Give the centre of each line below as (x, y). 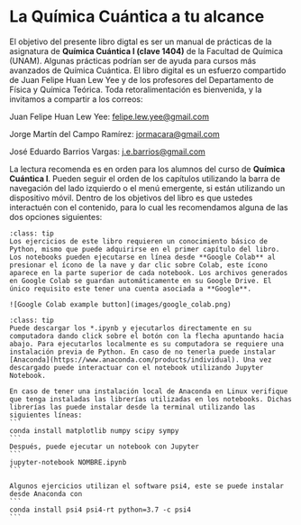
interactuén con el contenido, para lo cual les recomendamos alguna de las (149, 207)
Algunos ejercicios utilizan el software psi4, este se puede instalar (146, 486)
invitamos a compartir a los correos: (76, 99)
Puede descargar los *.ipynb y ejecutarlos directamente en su (131, 328)
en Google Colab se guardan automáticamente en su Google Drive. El (141, 281)
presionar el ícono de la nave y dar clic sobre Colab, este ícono (139, 265)
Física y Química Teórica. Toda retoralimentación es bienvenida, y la (136, 89)
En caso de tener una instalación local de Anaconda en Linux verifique (149, 391)
